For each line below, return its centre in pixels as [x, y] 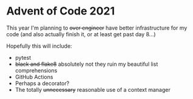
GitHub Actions [34, 77]
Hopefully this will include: [39, 46]
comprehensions [36, 70]
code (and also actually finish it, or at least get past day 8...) [81, 34]
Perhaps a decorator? [42, 83]
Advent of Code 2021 [61, 11]
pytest [23, 57]
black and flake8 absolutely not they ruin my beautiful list [86, 64]
